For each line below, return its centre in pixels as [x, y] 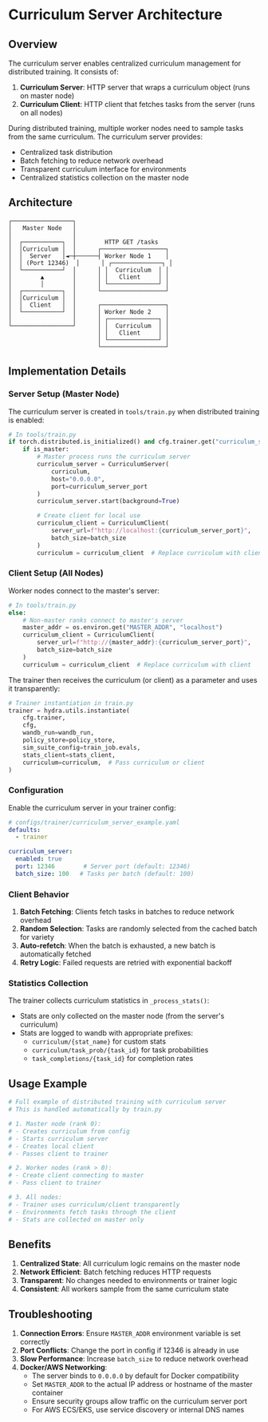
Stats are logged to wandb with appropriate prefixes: [106, 1033]
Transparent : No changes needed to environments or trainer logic [128, 1281]
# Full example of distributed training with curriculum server [117, 1102]
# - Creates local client [51, 1146]
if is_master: [46, 450]
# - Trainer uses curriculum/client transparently [94, 1204]
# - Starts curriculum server [59, 1139]
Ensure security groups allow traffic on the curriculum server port [139, 1401]
